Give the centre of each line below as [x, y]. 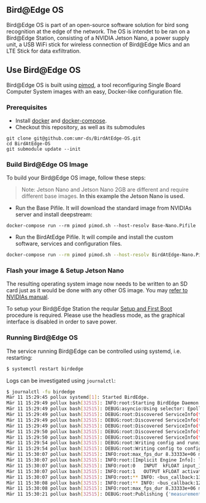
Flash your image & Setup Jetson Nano [65, 271]
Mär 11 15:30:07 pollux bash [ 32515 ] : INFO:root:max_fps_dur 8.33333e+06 [101, 455]
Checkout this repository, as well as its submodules [80, 127]
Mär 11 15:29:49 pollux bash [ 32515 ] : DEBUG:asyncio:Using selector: [96, 409]
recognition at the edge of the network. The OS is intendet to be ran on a [98, 31]
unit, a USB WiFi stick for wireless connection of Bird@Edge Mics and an [98, 44]
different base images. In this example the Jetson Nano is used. [103, 196]
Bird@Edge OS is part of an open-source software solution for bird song [97, 25]
